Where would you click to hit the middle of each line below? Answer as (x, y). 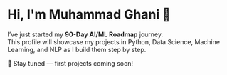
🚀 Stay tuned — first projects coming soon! (70, 63)
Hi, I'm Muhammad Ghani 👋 (89, 15)
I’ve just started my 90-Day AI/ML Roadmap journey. (85, 34)
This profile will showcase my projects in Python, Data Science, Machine (114, 41)
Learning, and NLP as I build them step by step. (77, 49)
